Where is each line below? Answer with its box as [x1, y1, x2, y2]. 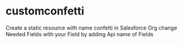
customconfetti [5, 4, 85, 18]
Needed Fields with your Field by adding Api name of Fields [5, 30, 154, 37]
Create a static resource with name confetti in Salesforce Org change [5, 24, 178, 31]
